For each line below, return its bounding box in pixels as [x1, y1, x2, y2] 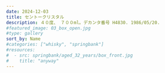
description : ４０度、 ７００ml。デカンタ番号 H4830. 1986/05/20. [6, 19, 160, 25]
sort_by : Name [6, 36, 41, 42]
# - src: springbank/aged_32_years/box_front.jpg [6, 52, 133, 58]
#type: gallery [6, 31, 44, 36]
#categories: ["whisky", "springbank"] [6, 42, 104, 48]
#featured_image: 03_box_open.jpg [6, 25, 91, 31]
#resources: [6, 47, 35, 53]
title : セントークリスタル [6, 14, 65, 20]
